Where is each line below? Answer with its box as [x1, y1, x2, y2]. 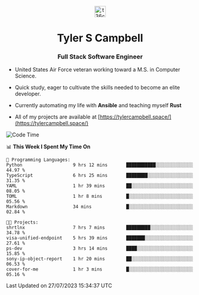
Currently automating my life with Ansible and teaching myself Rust [14, 102, 182, 109]
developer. [14, 90, 41, 98]
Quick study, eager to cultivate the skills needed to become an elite [14, 84, 181, 91]
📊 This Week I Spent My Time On [6, 143, 91, 150]
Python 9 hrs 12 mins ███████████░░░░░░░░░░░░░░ [6, 162, 194, 168]
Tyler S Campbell [57, 32, 144, 45]
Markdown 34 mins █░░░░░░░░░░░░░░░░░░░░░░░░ [6, 204, 194, 210]
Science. [14, 72, 37, 80]
